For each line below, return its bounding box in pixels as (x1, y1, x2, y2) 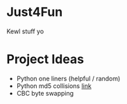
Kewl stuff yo (6, 27, 44, 35)
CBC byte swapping (16, 89, 74, 97)
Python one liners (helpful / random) (16, 74, 121, 83)
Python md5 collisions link (16, 81, 92, 90)
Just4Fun (6, 4, 63, 20)
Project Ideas (6, 51, 85, 67)
